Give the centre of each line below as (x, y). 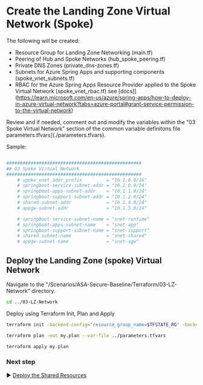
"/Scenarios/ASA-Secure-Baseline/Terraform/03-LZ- (111, 285)
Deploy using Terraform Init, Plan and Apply (60, 314)
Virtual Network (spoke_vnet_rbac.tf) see (66, 91)
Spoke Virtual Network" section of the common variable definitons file (93, 128)
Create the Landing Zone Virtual (88, 11)
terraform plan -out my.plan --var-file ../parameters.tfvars (86, 335)
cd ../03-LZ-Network (32, 302)
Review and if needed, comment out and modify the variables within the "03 (101, 122)
